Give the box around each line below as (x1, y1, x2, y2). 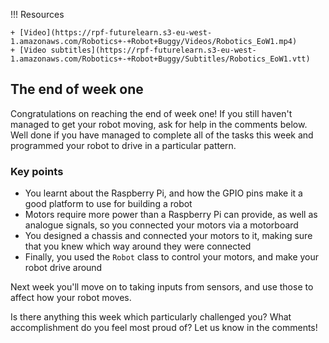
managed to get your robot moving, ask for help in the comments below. (10, 118, 308, 130)
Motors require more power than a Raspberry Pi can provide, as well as (24, 209, 318, 221)
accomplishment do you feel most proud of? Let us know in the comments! (10, 322, 318, 334)
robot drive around (24, 262, 103, 274)
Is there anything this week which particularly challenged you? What (10, 311, 292, 323)
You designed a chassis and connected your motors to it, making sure (24, 230, 313, 242)
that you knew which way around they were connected (24, 240, 252, 253)
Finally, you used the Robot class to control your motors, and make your (24, 251, 320, 263)
